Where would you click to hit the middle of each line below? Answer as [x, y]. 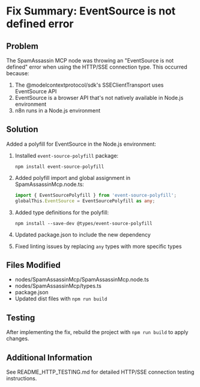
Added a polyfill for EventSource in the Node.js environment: [81, 144]
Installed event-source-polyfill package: [67, 155]
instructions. [22, 378]
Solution [22, 130]
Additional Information [49, 357]
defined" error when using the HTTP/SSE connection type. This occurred [97, 67]
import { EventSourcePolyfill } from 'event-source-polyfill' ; [96, 195]
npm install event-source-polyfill [59, 167]
